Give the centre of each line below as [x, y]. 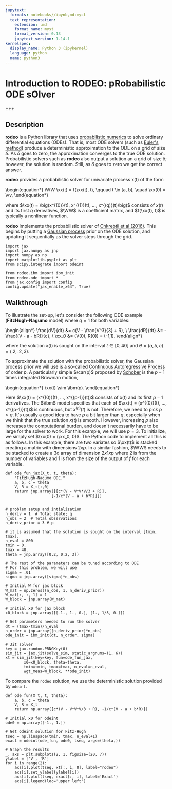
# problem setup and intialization [43, 509]
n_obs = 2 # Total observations [41, 518]
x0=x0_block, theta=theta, [53, 662]
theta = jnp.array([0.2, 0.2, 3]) [42, 554]
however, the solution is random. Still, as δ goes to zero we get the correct [84, 164]
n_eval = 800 [19, 541]
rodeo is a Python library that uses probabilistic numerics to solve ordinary [84, 137]
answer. [14, 170]
